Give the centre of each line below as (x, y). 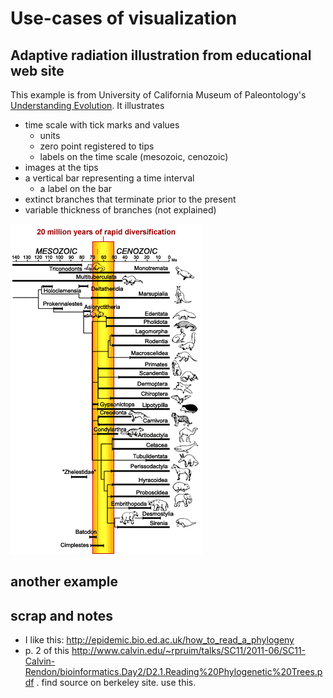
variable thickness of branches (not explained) (120, 210)
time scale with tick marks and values (102, 125)
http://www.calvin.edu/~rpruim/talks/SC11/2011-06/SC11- (189, 651)
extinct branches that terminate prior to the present (130, 199)
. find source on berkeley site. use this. (116, 683)
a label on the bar (76, 188)
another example (64, 582)
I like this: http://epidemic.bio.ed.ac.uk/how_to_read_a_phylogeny (159, 640)
